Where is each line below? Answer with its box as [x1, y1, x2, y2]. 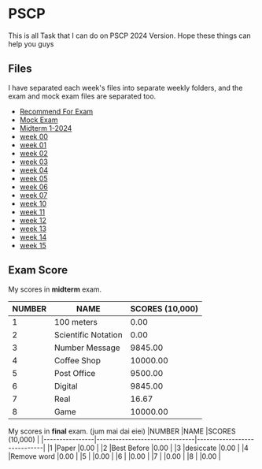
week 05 [19, 173, 49, 183]
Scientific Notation [54, 329, 124, 340]
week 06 [19, 182, 49, 192]
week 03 [19, 157, 49, 166]
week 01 [19, 140, 47, 150]
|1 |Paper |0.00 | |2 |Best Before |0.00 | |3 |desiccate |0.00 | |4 [46, 443, 249, 452]
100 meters [54, 316, 98, 327]
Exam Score [8, 263, 68, 277]
